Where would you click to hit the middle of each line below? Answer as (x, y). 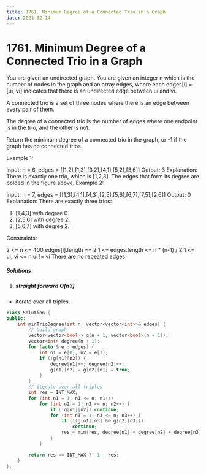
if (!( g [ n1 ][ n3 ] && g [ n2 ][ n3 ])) (102, 421)
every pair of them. (30, 109)
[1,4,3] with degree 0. (42, 213)
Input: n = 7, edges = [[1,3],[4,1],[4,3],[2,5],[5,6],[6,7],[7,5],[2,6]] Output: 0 (99, 195)
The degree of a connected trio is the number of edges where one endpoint (102, 121)
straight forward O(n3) (45, 286)
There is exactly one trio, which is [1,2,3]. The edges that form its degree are (103, 177)
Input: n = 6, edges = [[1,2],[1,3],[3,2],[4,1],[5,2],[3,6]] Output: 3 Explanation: (102, 170)
